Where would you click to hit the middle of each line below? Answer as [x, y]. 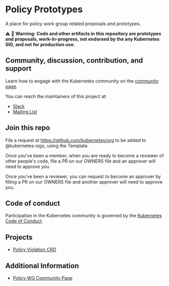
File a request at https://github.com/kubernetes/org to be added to [76, 140]
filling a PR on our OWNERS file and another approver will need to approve [84, 182]
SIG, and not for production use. [40, 44]
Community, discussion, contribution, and [74, 61]
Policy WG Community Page [43, 278]
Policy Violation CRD [34, 250]
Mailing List [25, 112]
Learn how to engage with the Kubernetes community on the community [82, 81]
